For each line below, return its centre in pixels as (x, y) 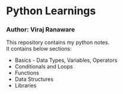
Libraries (26, 86)
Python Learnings (51, 11)
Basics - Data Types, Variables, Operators (66, 60)
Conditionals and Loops (44, 67)
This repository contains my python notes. (58, 42)
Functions (27, 73)
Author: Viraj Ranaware (41, 30)
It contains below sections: (39, 49)
